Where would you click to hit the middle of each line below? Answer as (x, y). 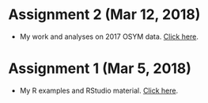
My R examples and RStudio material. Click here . (99, 90)
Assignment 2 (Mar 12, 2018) (104, 15)
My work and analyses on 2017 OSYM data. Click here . (109, 36)
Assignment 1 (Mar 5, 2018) (100, 69)
